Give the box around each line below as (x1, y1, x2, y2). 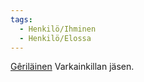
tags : (10, 14, 33, 25)
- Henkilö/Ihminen (19, 24, 97, 34)
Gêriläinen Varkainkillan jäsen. (10, 61, 135, 73)
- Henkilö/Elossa (19, 33, 92, 43)
